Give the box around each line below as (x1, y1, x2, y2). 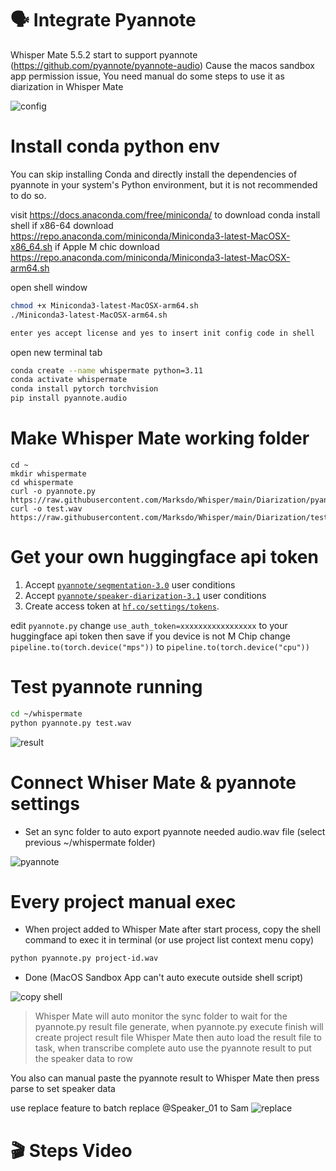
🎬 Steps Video (10, 1139, 133, 1162)
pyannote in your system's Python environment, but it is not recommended (10, 178, 318, 191)
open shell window (10, 281, 88, 293)
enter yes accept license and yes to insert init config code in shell (10, 328, 315, 338)
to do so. (10, 189, 47, 201)
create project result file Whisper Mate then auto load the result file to (34, 1032, 322, 1044)
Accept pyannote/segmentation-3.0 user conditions (24, 578, 236, 591)
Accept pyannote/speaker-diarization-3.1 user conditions (24, 589, 267, 601)
